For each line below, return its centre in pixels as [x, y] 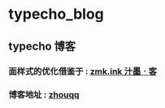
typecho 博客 [42, 46]
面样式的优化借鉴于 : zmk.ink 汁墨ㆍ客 [82, 71]
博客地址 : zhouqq [44, 95]
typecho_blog [56, 14]
